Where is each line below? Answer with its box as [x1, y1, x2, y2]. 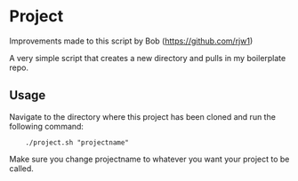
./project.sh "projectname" [25, 138, 129, 147]
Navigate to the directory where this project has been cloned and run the [9, 111, 276, 122]
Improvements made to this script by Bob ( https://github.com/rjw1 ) [9, 35, 254, 46]
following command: [9, 121, 85, 131]
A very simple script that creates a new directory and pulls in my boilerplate [9, 52, 286, 63]
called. [9, 162, 34, 174]
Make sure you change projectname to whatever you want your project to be [9, 153, 290, 164]
